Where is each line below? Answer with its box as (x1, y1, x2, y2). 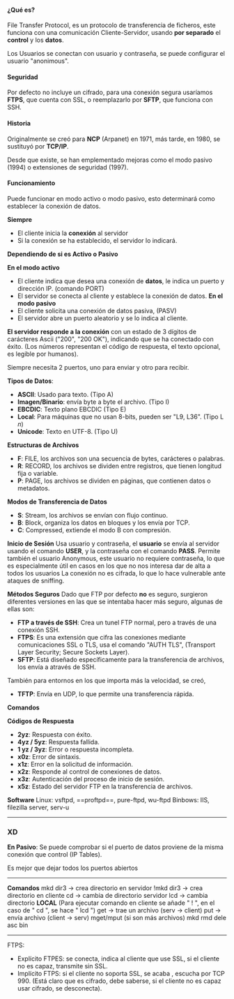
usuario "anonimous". (7, 57, 70, 66)
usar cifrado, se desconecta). (17, 984, 102, 993)
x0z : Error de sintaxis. (17, 752, 81, 760)
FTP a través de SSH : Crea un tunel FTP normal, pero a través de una (17, 618, 217, 626)
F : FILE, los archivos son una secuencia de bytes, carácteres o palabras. (17, 454, 225, 463)
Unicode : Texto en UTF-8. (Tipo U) (17, 427, 118, 435)
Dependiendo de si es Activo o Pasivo (7, 250, 118, 258)
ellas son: (7, 604, 35, 613)
